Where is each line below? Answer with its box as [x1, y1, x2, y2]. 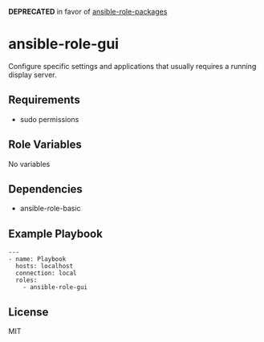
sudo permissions [19, 114, 79, 124]
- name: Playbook [8, 255, 67, 263]
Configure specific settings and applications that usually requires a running [8, 61, 257, 71]
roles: [15, 276, 38, 284]
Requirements [8, 93, 80, 107]
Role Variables [8, 138, 82, 152]
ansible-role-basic [19, 204, 82, 214]
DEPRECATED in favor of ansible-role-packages [8, 7, 168, 16]
